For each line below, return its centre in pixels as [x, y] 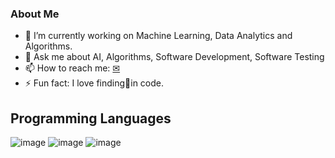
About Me [35, 14]
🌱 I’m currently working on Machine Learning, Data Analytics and [158, 36]
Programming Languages [91, 118]
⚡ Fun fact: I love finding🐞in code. [94, 83]
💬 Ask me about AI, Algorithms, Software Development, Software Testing [174, 57]
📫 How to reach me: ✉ [72, 68]
